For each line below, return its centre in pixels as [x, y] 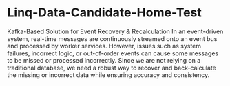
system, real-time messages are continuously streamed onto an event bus [112, 38]
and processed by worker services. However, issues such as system [104, 46]
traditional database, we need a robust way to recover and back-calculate [112, 68]
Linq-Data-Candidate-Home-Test [104, 13]
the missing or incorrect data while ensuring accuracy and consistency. [108, 75]
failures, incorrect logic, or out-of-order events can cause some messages [113, 53]
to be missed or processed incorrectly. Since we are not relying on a [104, 60]
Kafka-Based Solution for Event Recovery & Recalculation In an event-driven [115, 31]
